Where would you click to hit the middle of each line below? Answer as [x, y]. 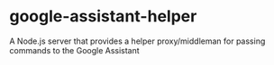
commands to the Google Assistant [74, 50]
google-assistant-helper [103, 16]
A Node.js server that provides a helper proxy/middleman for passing [137, 41]
